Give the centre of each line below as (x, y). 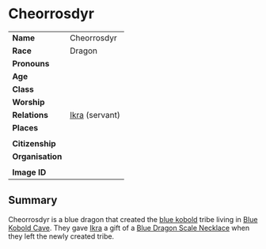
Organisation (37, 157)
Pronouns (31, 63)
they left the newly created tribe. (61, 236)
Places (25, 127)
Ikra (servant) (95, 115)
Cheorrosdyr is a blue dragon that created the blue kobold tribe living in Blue (133, 219)
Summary (33, 200)
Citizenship (34, 143)
